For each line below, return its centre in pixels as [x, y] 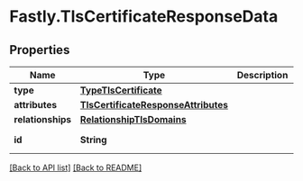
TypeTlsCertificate [121, 90]
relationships [43, 119]
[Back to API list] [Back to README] [76, 167]
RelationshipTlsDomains [133, 119]
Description [262, 75]
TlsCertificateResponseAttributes [154, 105]
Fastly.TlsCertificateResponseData [144, 17]
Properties [40, 50]
